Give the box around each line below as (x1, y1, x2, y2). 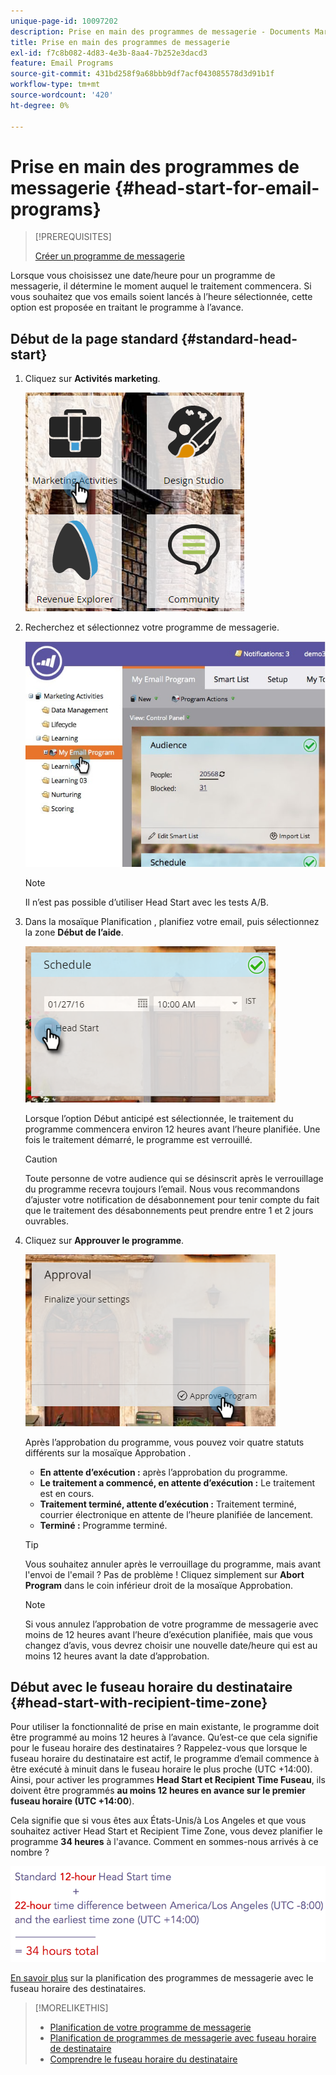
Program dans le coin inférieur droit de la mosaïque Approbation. (24, 1579, 294, 1591)
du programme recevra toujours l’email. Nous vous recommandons (24, 1183, 300, 1195)
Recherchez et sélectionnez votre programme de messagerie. (24, 621, 280, 634)
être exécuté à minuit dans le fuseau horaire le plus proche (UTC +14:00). (10, 1763, 313, 1775)
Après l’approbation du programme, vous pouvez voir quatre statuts (24, 1436, 305, 1448)
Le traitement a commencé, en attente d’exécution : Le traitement (39, 1476, 316, 1489)
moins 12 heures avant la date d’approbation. (24, 1650, 210, 1662)
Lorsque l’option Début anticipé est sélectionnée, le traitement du (24, 1112, 294, 1124)
